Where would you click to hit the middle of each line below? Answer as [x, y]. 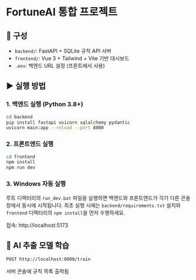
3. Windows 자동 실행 [36, 184]
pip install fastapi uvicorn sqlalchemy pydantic [68, 122]
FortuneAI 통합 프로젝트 [62, 12]
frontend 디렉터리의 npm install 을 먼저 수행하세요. [66, 212]
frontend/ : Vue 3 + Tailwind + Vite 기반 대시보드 [72, 58]
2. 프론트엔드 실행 [30, 144]
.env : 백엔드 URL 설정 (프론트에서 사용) [60, 66]
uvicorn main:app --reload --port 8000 [55, 128]
